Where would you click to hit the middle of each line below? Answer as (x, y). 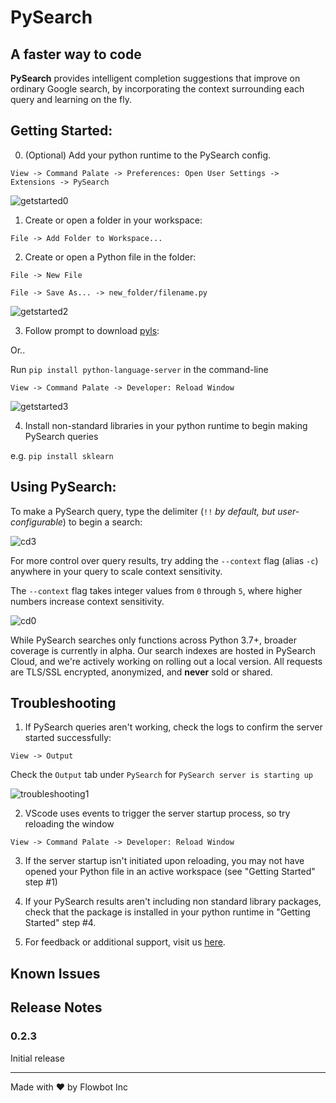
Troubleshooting (63, 703)
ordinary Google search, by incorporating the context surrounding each (157, 89)
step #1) (41, 882)
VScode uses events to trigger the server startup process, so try (157, 813)
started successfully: (68, 738)
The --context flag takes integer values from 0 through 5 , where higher (156, 590)
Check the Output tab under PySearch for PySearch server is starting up (162, 775)
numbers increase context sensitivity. (87, 601)
